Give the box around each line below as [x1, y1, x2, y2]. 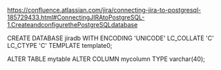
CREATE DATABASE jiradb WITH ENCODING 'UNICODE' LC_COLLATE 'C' [7, 34, 214, 42]
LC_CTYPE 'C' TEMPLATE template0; [7, 42, 113, 49]
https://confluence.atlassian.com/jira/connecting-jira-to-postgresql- [7, 6, 202, 14]
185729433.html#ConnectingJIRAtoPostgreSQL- [7, 13, 145, 21]
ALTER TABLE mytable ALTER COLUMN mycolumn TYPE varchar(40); [7, 55, 206, 63]
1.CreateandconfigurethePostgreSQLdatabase [7, 21, 138, 28]
